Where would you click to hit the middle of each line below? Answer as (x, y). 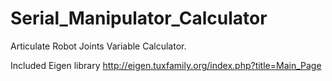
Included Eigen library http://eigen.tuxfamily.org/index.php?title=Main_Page (166, 65)
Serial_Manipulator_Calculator (139, 18)
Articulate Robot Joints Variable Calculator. (98, 46)
